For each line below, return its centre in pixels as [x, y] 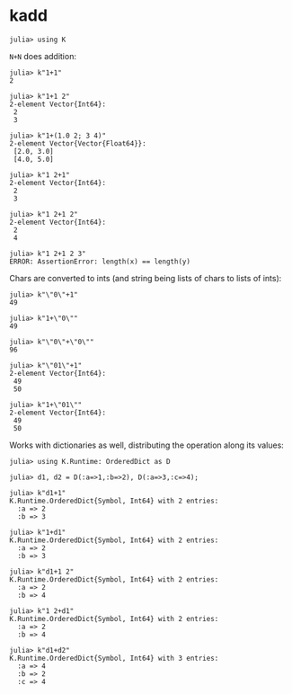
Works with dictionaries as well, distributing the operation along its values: [147, 445]
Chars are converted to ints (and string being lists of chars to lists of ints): [146, 278]
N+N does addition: [43, 56]
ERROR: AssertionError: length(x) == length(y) [100, 262]
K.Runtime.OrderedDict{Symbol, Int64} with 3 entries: [114, 658]
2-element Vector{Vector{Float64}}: [78, 143]
